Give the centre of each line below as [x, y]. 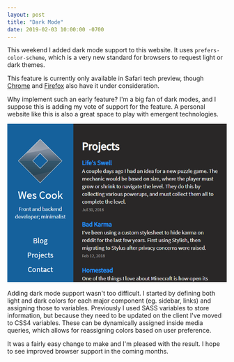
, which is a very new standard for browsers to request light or [133, 58]
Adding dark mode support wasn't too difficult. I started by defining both [111, 293]
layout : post [26, 15]
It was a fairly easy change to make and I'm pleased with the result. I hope [114, 344]
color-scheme [26, 58]
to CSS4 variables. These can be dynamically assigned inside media [105, 323]
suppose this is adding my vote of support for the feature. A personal [106, 107]
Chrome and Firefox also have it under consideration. [84, 86]
